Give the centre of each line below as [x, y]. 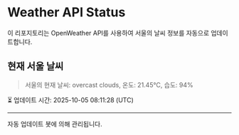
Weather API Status [67, 12]
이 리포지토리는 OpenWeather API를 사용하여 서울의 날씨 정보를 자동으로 [108, 33]
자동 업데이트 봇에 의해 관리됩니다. [55, 124]
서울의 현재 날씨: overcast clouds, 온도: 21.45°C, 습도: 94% [109, 85]
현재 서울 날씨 [36, 66]
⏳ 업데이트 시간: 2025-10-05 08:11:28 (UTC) [70, 99]
